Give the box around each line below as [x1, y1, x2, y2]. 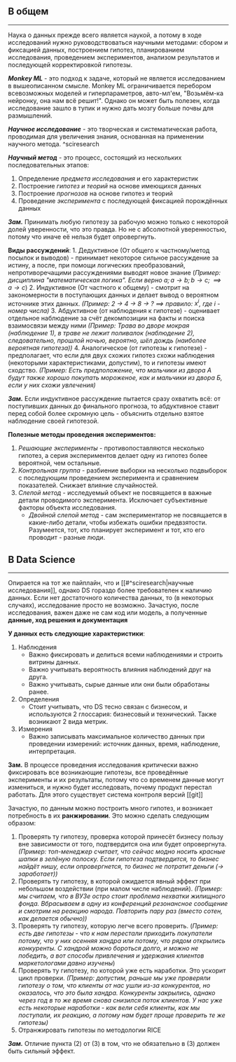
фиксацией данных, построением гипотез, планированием [8, 46, 185, 54]
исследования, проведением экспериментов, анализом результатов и [8, 53, 220, 62]
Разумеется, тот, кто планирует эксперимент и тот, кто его [28, 526, 205, 534]
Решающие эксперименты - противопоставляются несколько [18, 444, 205, 452]
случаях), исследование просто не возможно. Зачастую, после [8, 601, 199, 610]
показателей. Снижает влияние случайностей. [18, 481, 158, 489]
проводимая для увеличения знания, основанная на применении [8, 132, 204, 141]
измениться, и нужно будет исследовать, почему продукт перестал [8, 783, 212, 792]
